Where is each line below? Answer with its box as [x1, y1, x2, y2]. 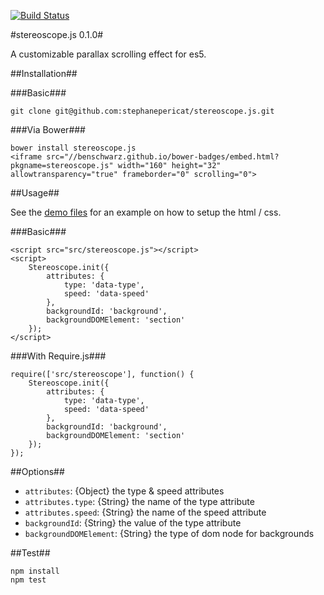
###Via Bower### [10, 124, 86, 135]
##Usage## [10, 187, 60, 199]
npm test [10, 575, 47, 585]
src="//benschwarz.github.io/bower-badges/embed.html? [46, 152, 280, 162]
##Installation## [10, 68, 78, 79]
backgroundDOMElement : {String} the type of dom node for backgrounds [24, 528, 315, 539]
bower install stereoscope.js [10, 143, 137, 153]
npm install [10, 566, 60, 576]
